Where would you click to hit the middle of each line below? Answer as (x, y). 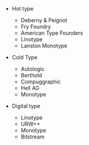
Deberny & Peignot (44, 20)
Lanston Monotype (44, 46)
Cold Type (24, 57)
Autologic (33, 69)
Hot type (23, 9)
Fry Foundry (36, 27)
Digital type (26, 106)
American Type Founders (52, 33)
